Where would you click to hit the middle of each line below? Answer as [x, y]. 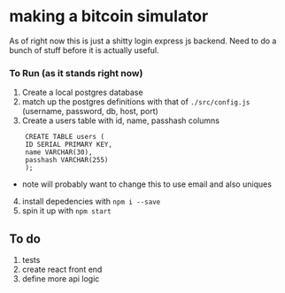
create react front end [62, 270]
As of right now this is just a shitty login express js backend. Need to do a [143, 41]
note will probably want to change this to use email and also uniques [147, 184]
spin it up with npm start [67, 211]
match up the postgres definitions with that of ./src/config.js [136, 102]
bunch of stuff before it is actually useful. [84, 50]
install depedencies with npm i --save [91, 202]
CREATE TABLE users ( [65, 137]
